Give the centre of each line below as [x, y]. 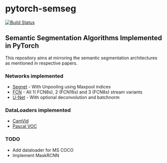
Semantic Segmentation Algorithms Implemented [84, 38]
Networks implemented [34, 76]
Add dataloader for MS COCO [43, 150]
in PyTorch [22, 46]
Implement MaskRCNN [36, 155]
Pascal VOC [25, 126]
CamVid [20, 121]
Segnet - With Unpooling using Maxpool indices [62, 87]
